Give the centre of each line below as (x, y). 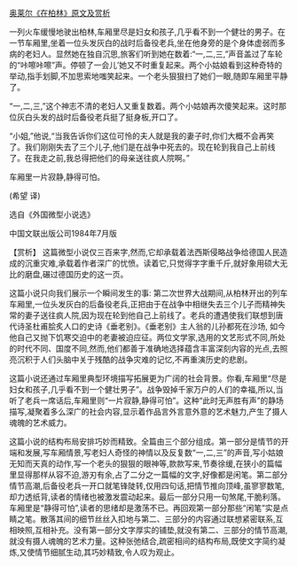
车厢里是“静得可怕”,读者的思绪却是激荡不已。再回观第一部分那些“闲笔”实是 (145, 508)
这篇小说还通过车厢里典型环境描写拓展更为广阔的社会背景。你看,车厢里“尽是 (148, 378)
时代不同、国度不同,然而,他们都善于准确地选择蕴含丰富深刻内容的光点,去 (149, 349)
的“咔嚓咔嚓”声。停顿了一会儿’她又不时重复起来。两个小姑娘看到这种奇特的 (145, 65)
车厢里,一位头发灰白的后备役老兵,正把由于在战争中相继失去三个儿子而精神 (144, 304)
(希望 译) (25, 196)
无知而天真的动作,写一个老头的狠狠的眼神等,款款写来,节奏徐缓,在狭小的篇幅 (146, 464)
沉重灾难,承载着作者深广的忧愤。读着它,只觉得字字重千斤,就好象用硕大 (153, 263)
